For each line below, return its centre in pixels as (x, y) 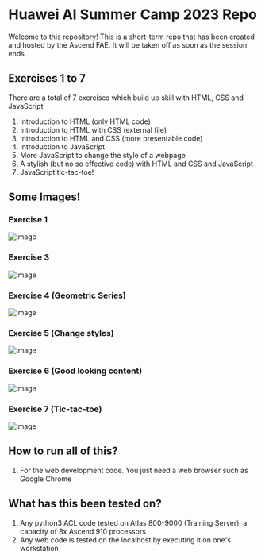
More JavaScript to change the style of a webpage (103, 155)
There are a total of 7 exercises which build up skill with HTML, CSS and (126, 98)
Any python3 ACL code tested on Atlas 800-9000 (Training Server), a (133, 522)
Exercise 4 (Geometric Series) (67, 295)
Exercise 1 (28, 220)
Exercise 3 (29, 257)
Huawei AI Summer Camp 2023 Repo (133, 15)
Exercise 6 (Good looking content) (75, 371)
